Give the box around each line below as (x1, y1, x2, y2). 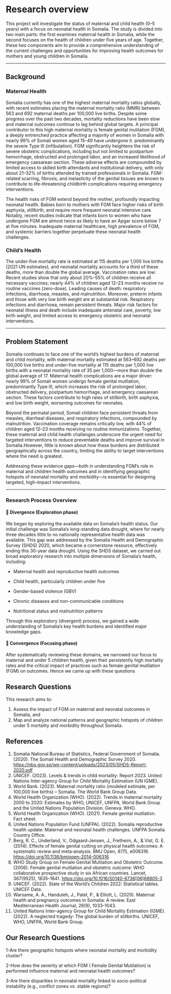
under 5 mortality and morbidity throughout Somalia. (13, 722, 123, 728)
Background (6, 72, 45, 81)
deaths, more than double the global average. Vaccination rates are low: (6, 269, 156, 275)
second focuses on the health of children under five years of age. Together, (6, 37, 164, 43)
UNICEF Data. (13, 886, 42, 892)
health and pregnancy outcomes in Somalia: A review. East (13, 897, 136, 903)
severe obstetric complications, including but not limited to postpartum (6, 148, 154, 154)
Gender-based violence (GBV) (13, 588, 77, 594)
